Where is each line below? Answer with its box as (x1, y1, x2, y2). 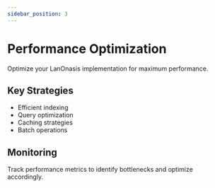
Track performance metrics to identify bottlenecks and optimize (7, 165, 193, 174)
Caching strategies (17, 118, 73, 127)
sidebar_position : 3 (7, 10, 69, 18)
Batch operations (17, 126, 68, 134)
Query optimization (17, 111, 74, 119)
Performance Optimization (7, 40, 167, 57)
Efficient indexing (17, 103, 69, 112)
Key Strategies (7, 84, 74, 96)
